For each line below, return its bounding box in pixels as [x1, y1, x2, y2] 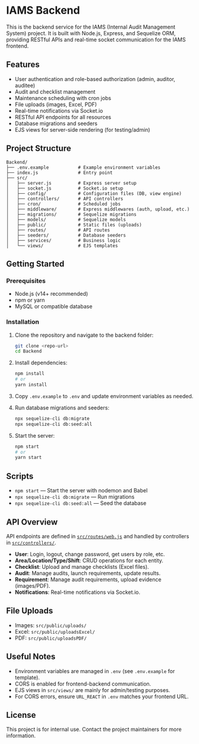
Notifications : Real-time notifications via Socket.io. [14, 588, 141, 596]
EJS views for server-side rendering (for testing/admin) [14, 126, 150, 133]
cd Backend [14, 348, 42, 355]
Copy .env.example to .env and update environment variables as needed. [14, 392, 194, 399]
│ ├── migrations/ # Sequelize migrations [6, 211, 137, 218]
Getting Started [6, 259, 65, 269]
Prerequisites [6, 277, 46, 285]
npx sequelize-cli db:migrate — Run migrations [14, 493, 135, 501]
